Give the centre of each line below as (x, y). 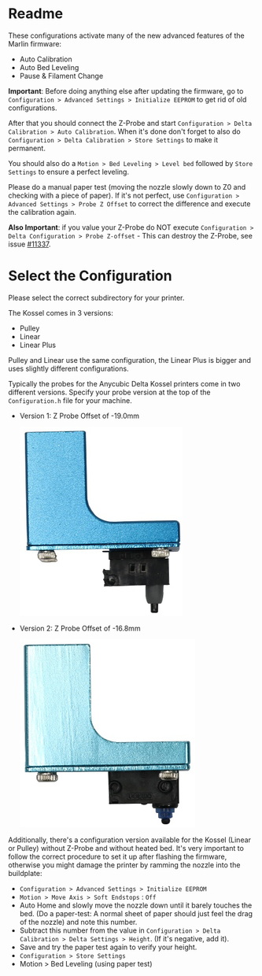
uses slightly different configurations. (68, 368)
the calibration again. (42, 212)
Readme (36, 14)
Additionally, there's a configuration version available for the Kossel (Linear (130, 840)
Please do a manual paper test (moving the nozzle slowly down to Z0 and (127, 187)
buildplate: (25, 873)
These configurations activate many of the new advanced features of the (127, 35)
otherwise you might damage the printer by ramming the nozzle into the (124, 865)
